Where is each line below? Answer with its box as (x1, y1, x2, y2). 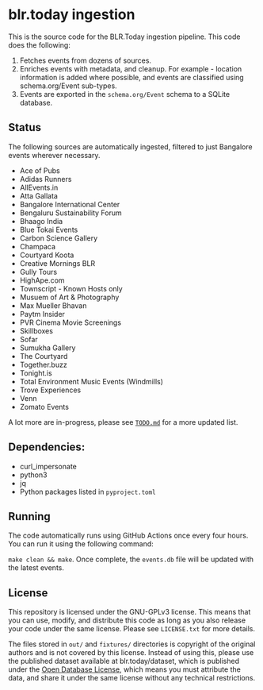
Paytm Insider (19, 309, 66, 318)
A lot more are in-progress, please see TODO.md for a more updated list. (8, 417, 238, 426)
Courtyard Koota (19, 250, 74, 260)
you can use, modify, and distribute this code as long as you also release (8, 615, 246, 625)
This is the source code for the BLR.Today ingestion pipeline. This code (8, 32, 241, 41)
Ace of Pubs (19, 165, 61, 175)
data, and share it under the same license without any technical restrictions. (8, 673, 256, 683)
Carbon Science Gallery (19, 233, 98, 243)
